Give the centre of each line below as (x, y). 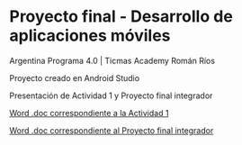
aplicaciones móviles (90, 36)
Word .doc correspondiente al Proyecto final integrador (112, 130)
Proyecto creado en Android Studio (75, 77)
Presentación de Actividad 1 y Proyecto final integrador (111, 95)
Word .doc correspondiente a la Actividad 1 (89, 113)
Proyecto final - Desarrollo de (121, 17)
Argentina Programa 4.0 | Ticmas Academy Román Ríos (112, 60)
